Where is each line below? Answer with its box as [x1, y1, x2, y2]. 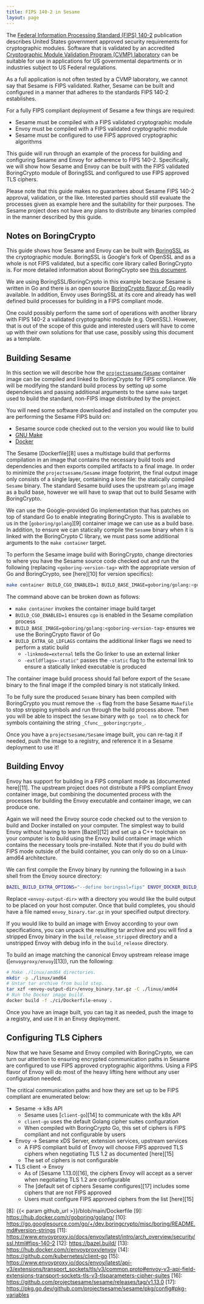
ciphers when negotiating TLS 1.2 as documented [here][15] [24, 1150, 174, 1157]
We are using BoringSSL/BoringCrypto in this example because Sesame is [6, 278, 192, 286]
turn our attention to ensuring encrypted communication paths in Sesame [6, 1055, 190, 1062]
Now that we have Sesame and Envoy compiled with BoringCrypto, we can [6, 1048, 193, 1056]
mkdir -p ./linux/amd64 [6, 975, 67, 981]
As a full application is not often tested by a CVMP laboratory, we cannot [6, 75, 188, 83]
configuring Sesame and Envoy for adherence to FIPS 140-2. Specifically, [6, 156, 190, 163]
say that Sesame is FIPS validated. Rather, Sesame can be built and [6, 82, 175, 89]
